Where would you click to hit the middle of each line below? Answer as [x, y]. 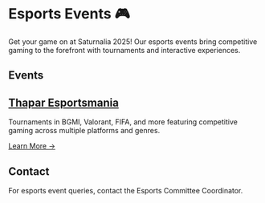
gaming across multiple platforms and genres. [84, 131]
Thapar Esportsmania [63, 102]
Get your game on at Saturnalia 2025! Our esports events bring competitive [133, 41]
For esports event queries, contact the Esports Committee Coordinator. [126, 190]
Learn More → [32, 146]
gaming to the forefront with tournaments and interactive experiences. [124, 50]
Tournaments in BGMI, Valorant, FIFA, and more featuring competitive [123, 122]
